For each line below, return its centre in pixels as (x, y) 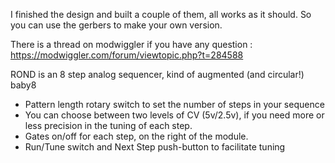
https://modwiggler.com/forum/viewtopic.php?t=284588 (127, 55)
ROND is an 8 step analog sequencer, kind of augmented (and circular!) (157, 74)
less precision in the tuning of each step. (108, 125)
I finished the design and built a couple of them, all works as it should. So (161, 14)
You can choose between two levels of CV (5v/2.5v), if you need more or (174, 115)
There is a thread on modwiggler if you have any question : (131, 44)
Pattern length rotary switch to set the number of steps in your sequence (174, 104)
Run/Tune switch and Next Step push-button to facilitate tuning (155, 147)
